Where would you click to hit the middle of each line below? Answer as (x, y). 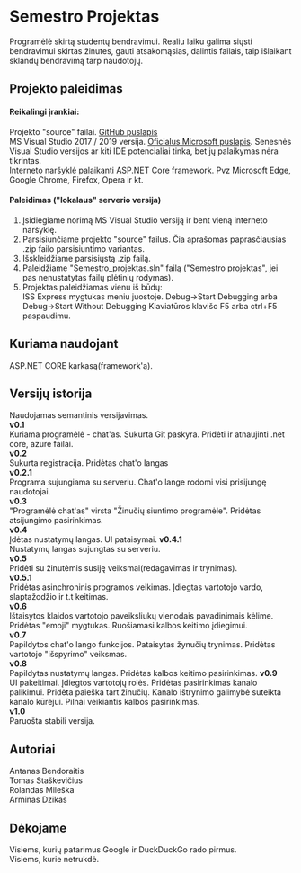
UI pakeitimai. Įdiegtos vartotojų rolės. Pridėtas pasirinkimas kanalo (133, 683)
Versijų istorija (51, 393)
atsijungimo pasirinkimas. (56, 521)
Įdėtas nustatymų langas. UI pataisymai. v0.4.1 (96, 539)
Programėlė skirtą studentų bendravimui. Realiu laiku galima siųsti (131, 41)
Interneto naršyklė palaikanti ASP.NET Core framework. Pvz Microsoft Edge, (150, 170)
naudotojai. (30, 492)
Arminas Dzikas (38, 800)
